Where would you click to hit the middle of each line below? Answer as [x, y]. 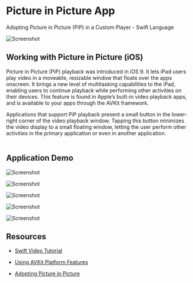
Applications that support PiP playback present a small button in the [88, 114]
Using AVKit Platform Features [51, 262]
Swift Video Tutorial [39, 251]
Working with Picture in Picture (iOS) [75, 57]
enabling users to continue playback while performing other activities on [94, 90]
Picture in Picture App [61, 11]
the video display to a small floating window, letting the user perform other [96, 127]
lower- [179, 114]
